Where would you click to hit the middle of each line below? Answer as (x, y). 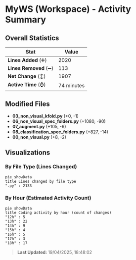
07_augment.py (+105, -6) (39, 126)
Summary (25, 20)
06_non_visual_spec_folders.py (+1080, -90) (59, 121)
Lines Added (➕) (27, 60)
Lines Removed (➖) (30, 68)
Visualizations (28, 153)
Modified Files (28, 104)
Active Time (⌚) (27, 84)
